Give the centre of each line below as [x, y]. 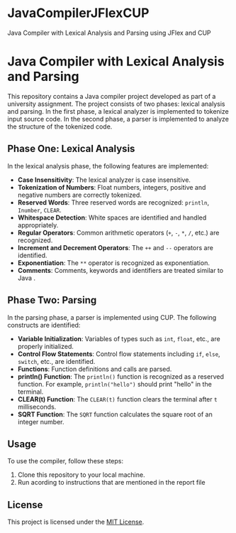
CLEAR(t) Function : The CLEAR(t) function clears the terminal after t [117, 399]
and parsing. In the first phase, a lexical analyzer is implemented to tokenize [118, 111]
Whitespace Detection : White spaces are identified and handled [112, 217]
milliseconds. [37, 407]
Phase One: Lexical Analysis [71, 149]
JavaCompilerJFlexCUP [78, 13]
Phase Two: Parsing [52, 300]
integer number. [41, 421]
